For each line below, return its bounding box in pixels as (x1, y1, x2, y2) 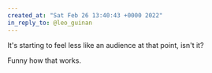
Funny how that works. (7, 56, 82, 65)
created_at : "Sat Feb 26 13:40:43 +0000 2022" (7, 11, 163, 20)
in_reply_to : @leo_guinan (7, 19, 92, 27)
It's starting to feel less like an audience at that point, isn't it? (7, 40, 204, 49)
